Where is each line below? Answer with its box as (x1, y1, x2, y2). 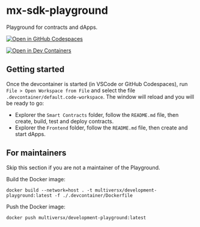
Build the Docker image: (6, 175, 66, 182)
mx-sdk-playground (6, 4, 108, 17)
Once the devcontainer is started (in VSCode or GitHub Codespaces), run (6, 80, 188, 87)
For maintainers (6, 148, 67, 158)
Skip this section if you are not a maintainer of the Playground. (6, 164, 160, 171)
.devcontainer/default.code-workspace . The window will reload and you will (6, 93, 194, 100)
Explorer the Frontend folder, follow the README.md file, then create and (14, 124, 188, 131)
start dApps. (14, 130, 46, 137)
